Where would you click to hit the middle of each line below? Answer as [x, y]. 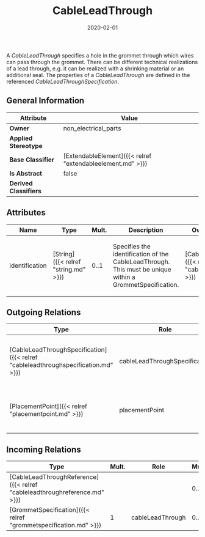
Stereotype [26, 146]
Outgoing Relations [44, 312]
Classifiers [25, 191]
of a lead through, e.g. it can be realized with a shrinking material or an [95, 69]
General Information [45, 101]
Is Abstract [26, 173]
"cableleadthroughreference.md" [57, 492]
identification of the [141, 254]
